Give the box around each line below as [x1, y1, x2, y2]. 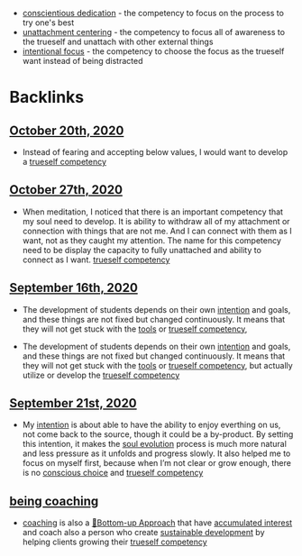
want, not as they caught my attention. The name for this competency [22, 234, 282, 246]
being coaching [9, 493, 99, 508]
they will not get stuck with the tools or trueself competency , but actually [22, 360, 293, 370]
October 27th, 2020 [9, 182, 124, 197]
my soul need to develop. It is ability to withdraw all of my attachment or [22, 215, 290, 226]
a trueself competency [22, 157, 106, 167]
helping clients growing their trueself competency [22, 536, 207, 548]
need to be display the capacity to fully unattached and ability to [22, 244, 261, 255]
